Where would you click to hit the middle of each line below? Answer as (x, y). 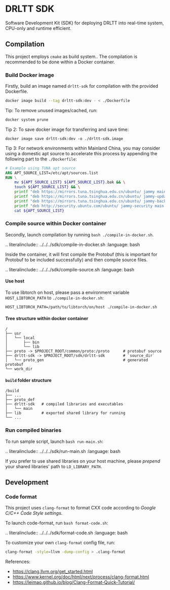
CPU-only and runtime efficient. (38, 28)
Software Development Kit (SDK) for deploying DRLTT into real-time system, (85, 23)
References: (18, 562)
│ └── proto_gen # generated (77, 360)
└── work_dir (19, 369)
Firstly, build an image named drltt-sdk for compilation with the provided (82, 86)
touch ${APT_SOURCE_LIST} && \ (47, 187)
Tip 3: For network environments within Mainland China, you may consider (83, 148)
